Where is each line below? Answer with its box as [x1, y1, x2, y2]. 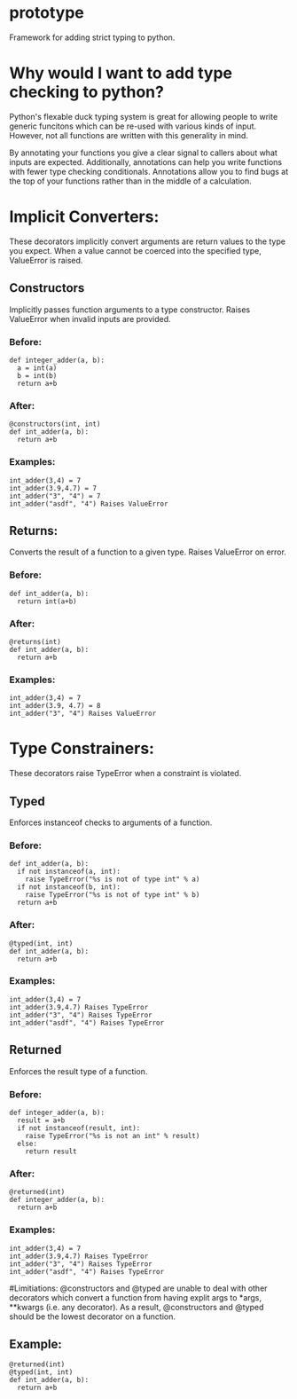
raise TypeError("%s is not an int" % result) [25, 1131, 200, 1140]
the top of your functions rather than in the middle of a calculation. [9, 176, 253, 186]
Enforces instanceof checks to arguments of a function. [9, 817, 213, 828]
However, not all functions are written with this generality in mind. [9, 130, 248, 140]
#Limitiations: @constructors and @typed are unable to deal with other [9, 1283, 268, 1293]
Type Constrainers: [9, 739, 155, 758]
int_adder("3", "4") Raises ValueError [9, 709, 157, 719]
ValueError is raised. [9, 255, 83, 265]
